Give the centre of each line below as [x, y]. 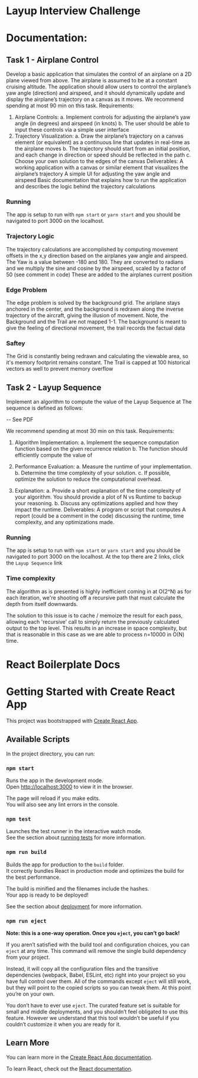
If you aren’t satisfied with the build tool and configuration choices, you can [98, 945]
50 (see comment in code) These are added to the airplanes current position [99, 275]
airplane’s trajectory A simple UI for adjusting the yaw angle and [92, 174]
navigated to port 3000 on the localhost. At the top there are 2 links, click [95, 557]
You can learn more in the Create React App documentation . [79, 1057]
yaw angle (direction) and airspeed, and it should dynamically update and [95, 93]
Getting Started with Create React [91, 692]
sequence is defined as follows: [45, 408]
